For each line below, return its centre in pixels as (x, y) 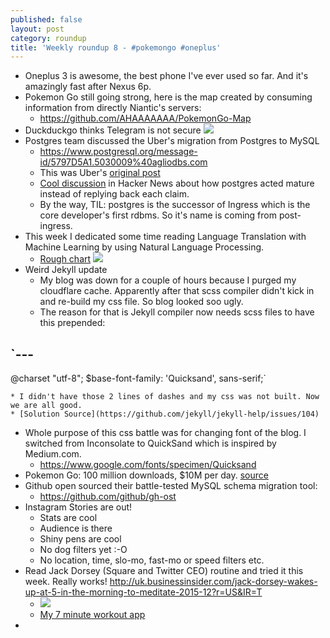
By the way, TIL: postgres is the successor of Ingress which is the (175, 205)
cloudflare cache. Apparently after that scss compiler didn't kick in (177, 291)
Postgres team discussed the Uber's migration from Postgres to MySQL (172, 141)
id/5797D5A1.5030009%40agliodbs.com (123, 162)
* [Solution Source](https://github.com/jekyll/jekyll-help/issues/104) (165, 414)
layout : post (37, 29)
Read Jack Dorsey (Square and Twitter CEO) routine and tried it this (164, 571)
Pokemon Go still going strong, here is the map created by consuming (168, 97)
